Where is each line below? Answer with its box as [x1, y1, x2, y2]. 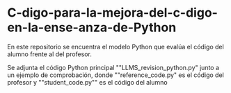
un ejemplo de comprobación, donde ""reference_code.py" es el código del [7, 71, 224, 79]
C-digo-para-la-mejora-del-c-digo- [7, 5, 218, 21]
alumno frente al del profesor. [7, 50, 92, 58]
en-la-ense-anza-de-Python [7, 19, 177, 35]
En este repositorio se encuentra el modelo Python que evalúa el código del [7, 42, 224, 51]
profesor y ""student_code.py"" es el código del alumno [7, 78, 168, 86]
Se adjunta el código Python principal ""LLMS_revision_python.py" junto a [7, 63, 220, 71]
